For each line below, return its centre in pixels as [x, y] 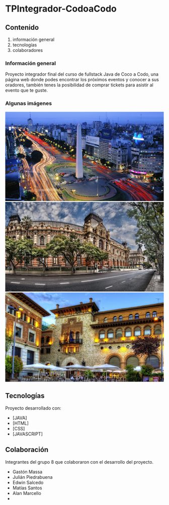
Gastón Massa [27, 472]
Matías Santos [27, 488]
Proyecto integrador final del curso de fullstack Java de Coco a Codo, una [82, 74]
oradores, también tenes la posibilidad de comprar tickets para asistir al [79, 85]
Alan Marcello [27, 493]
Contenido [22, 27]
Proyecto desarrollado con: [33, 408]
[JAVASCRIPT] [27, 434]
